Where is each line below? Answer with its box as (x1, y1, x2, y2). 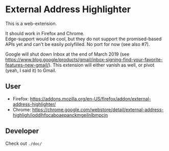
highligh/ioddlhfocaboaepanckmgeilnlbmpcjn (12, 112, 108, 118)
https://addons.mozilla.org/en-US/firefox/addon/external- (30, 95, 152, 102)
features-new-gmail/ (5, 62, 49, 68)
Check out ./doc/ (5, 140, 42, 146)
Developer (5, 127, 39, 136)
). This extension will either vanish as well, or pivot (48, 62, 155, 68)
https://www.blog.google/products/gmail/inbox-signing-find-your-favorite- (5, 56, 163, 62)
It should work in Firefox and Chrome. (5, 30, 85, 36)
